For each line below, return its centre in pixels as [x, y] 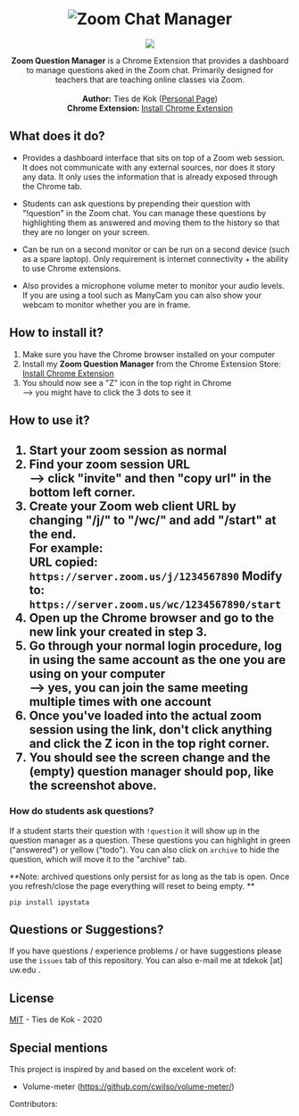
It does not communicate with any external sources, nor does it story [149, 167]
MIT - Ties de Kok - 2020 [56, 1020]
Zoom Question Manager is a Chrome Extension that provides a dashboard [150, 60]
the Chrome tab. [52, 186]
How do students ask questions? [82, 811]
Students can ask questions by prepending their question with [136, 203]
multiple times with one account [120, 702]
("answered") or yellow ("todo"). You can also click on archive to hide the [144, 850]
